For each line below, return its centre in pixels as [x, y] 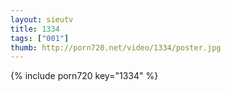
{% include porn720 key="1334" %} [84, 76]
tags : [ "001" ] [40, 38]
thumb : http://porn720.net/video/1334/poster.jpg [116, 47]
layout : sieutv [42, 19]
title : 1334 [35, 29]
